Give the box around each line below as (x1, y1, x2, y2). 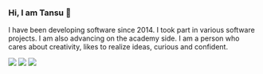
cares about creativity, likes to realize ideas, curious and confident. (8, 42, 229, 52)
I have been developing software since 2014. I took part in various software (8, 25, 255, 35)
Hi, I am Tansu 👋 (8, 7, 72, 18)
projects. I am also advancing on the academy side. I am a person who (8, 33, 240, 43)
